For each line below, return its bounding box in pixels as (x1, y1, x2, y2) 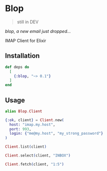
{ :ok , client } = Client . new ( (5, 117, 64, 123)
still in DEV (17, 19, 39, 25)
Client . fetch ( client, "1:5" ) (5, 162, 64, 167)
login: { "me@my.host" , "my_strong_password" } (9, 131, 104, 136)
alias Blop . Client (5, 109, 42, 114)
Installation (5, 52, 40, 60)
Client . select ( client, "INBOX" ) (5, 153, 71, 158)
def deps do (5, 64, 29, 69)
